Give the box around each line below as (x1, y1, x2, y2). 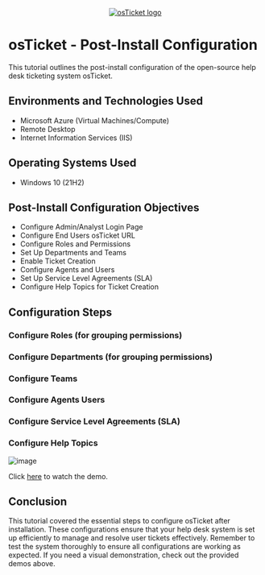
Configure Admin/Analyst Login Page (19, 222, 143, 232)
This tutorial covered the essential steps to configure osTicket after (8, 516, 231, 526)
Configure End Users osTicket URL (19, 230, 135, 241)
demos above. (8, 559, 56, 569)
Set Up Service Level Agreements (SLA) (19, 274, 153, 283)
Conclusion (8, 495, 68, 509)
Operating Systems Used (8, 156, 137, 170)
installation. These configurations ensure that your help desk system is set (8, 524, 255, 535)
